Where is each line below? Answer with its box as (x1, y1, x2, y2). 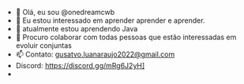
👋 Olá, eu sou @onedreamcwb (15, 8, 115, 16)
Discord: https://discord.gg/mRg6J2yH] (15, 61, 145, 70)
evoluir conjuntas (15, 41, 73, 50)
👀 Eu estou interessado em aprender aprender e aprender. (15, 16, 205, 25)
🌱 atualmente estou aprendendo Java (15, 24, 138, 33)
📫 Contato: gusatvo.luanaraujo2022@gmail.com (15, 49, 175, 59)
